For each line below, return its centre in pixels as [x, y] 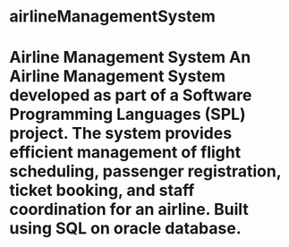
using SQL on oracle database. [125, 229]
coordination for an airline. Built [129, 210]
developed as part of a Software [131, 95]
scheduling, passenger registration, [145, 171]
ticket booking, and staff [102, 191]
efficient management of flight [125, 153]
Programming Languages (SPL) [127, 115]
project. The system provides [121, 134]
